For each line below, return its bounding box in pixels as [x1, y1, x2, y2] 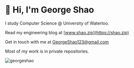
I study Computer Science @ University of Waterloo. [5, 20, 109, 26]
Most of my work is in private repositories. [5, 48, 89, 54]
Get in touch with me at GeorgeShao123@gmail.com [5, 39, 109, 45]
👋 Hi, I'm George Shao [5, 4, 94, 15]
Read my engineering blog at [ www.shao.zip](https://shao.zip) [5, 29, 129, 35]
